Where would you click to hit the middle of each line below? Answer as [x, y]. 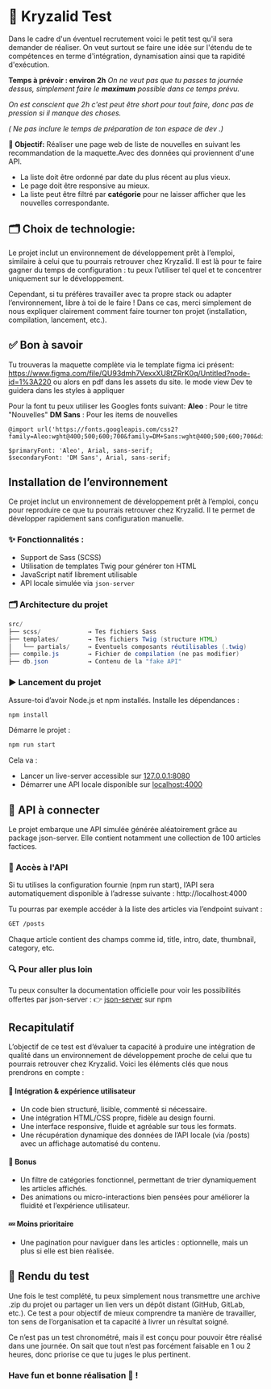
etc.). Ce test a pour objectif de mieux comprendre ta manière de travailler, [132, 1313]
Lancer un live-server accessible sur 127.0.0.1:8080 [105, 776]
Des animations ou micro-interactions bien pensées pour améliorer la [135, 1197]
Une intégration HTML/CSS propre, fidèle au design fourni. [117, 1118]
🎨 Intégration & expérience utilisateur [72, 1091]
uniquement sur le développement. [67, 278]
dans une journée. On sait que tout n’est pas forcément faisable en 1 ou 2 [130, 1345]
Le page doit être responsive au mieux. [85, 186]
